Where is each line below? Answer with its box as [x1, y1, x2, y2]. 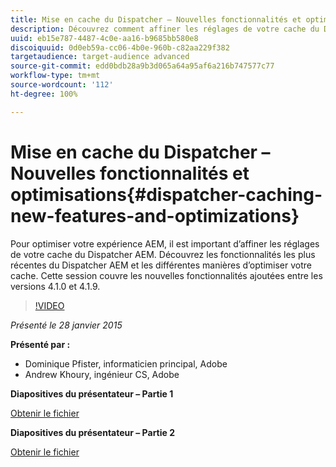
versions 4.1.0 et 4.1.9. [10, 280, 101, 292]
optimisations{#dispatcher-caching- [10, 183, 323, 206]
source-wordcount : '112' [10, 80, 114, 90]
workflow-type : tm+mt [10, 71, 101, 81]
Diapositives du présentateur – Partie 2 [10, 426, 176, 438]
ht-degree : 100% [10, 89, 78, 99]
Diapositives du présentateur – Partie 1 [10, 387, 174, 400]
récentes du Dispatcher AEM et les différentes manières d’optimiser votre [10, 259, 312, 271]
